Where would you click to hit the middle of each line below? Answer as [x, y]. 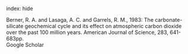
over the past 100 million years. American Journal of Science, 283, [87, 32]
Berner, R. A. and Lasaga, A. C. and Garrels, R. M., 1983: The [80, 20]
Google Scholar [25, 45]
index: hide [20, 9]
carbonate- [169, 20]
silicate [15, 26]
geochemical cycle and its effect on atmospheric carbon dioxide [103, 26]
